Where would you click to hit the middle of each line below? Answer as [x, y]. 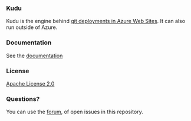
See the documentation [34, 55]
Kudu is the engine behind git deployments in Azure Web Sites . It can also [96, 21]
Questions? [23, 99]
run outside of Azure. [32, 27]
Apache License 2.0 [30, 83]
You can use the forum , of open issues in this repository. [75, 112]
